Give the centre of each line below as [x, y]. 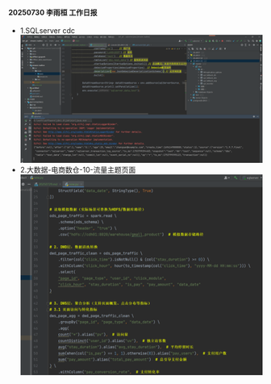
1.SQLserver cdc [47, 31]
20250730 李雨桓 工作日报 [53, 12]
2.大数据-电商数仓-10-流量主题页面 [78, 170]
